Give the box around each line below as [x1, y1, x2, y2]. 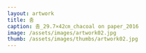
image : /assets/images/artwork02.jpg [7, 29, 117, 36]
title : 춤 [7, 17, 35, 23]
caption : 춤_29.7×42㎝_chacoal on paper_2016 [7, 23, 139, 30]
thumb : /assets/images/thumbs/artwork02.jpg [7, 36, 138, 43]
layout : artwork [7, 10, 54, 17]
